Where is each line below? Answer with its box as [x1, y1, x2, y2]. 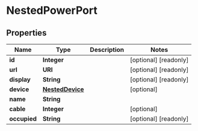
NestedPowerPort [6, 4, 97, 18]
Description [90, 46, 125, 54]
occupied [9, 115, 37, 123]
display [9, 75, 31, 83]
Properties [6, 28, 47, 38]
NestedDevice [42, 85, 84, 94]
